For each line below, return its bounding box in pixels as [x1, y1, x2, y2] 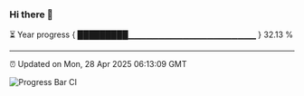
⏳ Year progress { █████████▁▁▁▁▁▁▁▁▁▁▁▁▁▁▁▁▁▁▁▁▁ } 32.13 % [9, 29, 294, 40]
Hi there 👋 [9, 8, 54, 21]
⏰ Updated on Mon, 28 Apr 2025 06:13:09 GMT [9, 59, 187, 70]
